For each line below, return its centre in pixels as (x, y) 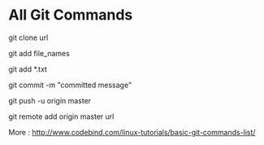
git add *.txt (28, 69)
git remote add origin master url (61, 116)
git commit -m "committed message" (70, 85)
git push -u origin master (50, 100)
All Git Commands (71, 15)
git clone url (28, 37)
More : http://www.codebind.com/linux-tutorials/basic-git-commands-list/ (132, 132)
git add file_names (39, 53)
